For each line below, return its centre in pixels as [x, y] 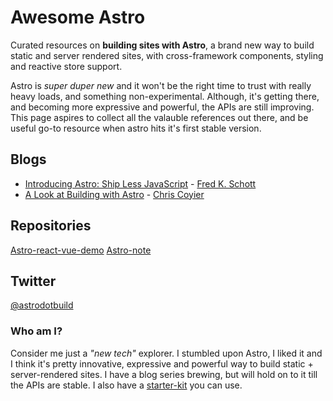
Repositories [51, 226]
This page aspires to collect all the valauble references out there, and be [159, 117]
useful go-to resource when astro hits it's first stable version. [136, 128]
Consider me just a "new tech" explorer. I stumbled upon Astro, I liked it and [166, 353]
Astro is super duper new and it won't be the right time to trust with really [161, 85]
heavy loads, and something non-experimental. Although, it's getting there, [165, 96]
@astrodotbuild [42, 305]
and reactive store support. [66, 66]
